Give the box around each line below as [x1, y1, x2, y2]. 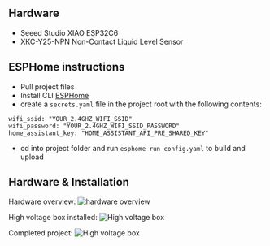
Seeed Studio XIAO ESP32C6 [20, 28, 119, 37]
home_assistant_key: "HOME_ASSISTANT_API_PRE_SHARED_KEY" [8, 129, 209, 137]
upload [20, 152, 45, 162]
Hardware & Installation [8, 175, 130, 189]
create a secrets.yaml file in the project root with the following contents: [20, 99, 262, 109]
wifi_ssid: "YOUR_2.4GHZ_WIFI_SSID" [8, 114, 133, 123]
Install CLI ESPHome [20, 90, 89, 100]
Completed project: [8, 228, 73, 238]
